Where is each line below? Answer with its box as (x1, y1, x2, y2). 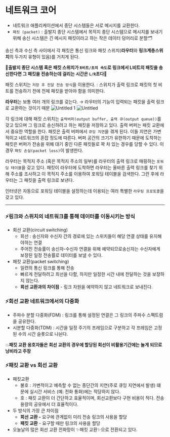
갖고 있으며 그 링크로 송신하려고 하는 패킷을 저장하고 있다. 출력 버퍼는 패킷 (5, 122, 151, 128)
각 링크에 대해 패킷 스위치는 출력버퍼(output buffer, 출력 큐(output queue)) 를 (5, 115, 161, 122)
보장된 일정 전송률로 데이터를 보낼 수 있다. (20, 252, 103, 258)
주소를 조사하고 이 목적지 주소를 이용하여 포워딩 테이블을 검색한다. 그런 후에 (10, 171, 159, 177)
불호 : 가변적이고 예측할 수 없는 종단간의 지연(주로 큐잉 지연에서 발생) (20, 382, 156, 388)
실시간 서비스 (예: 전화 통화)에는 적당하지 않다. (29, 388, 120, 394)
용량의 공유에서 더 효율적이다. (20, 401, 78, 407)
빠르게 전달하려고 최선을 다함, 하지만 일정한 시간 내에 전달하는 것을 (20, 271, 151, 277)
